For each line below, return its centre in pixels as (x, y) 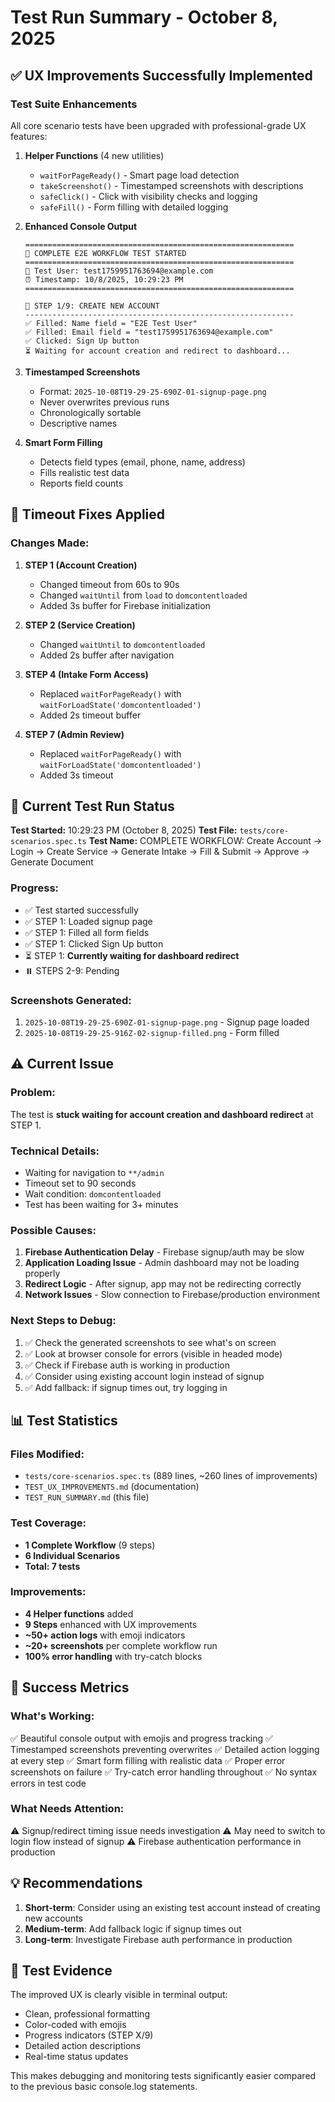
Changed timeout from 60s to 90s (109, 584)
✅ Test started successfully (81, 910)
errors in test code (48, 1783)
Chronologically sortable (90, 412)
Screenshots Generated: (71, 1000)
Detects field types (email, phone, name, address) (142, 462)
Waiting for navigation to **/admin (94, 1172)
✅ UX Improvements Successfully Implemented (161, 75)
